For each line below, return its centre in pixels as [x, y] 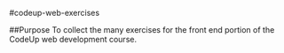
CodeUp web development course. [73, 39]
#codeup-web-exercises [55, 13]
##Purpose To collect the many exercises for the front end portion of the [142, 30]
